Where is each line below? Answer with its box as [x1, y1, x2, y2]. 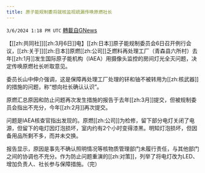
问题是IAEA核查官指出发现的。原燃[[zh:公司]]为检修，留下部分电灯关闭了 [6, 117, 190, 124]
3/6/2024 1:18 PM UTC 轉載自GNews [6, 26, 97, 34]
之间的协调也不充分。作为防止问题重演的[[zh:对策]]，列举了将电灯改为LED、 [6, 152, 198, 160]
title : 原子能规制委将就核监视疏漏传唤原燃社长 [6, 9, 113, 15]
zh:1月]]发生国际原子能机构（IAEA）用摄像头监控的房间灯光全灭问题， [15, 54, 192, 62]
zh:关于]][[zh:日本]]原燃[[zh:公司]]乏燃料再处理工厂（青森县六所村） [21, 47, 193, 54]
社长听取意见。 [32, 62, 71, 70]
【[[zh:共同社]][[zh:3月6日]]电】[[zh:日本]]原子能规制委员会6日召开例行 [6, 39, 187, 46]
